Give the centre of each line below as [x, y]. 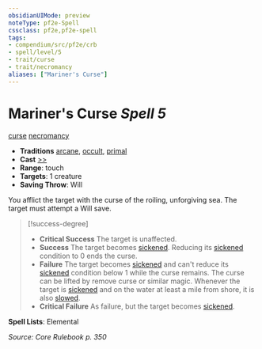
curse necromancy [39, 135]
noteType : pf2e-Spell [44, 23]
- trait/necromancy [40, 67]
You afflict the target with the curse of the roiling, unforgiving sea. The [123, 199]
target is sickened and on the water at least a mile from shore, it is [147, 289]
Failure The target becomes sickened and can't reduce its [134, 264]
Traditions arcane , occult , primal [73, 150]
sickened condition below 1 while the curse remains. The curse [142, 272]
